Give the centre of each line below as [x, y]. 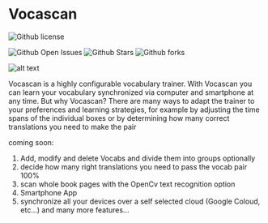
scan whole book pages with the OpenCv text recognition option [128, 184]
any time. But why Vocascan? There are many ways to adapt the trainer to [132, 101]
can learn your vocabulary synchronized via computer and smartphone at [131, 92]
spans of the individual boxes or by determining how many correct [119, 118]
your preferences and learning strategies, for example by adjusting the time [134, 109]
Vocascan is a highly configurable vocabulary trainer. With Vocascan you [130, 84]
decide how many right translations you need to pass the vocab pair [134, 166]
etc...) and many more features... [74, 210]
